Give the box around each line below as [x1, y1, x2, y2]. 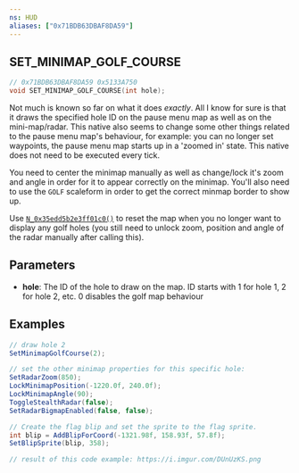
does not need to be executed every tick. [9, 150, 161, 161]
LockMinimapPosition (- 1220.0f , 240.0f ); [9, 381, 162, 391]
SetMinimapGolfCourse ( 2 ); [9, 349, 105, 358]
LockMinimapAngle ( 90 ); [9, 390, 94, 399]
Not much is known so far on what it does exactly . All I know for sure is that [9, 103, 287, 113]
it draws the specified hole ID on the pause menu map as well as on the [9, 112, 272, 123]
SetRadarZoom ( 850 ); [9, 373, 82, 382]
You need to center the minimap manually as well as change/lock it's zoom [9, 167, 284, 178]
